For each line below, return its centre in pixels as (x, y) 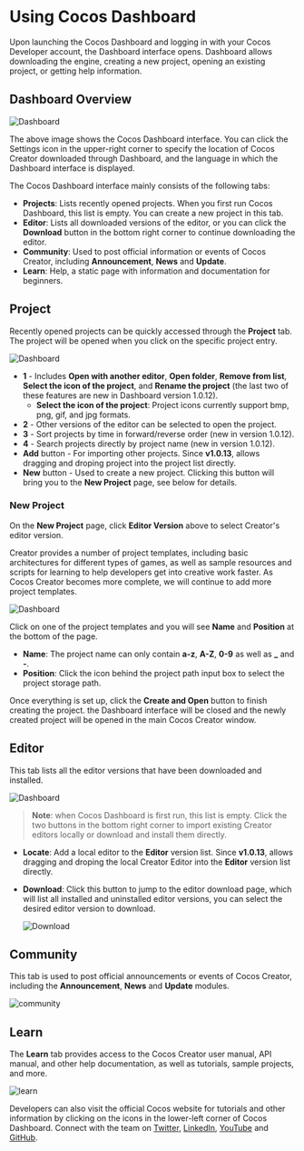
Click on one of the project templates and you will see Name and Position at (152, 626)
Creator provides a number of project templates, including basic (129, 553)
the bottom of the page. (54, 636)
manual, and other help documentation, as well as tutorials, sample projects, (152, 1064)
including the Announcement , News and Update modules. (119, 986)
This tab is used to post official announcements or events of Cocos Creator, (151, 976)
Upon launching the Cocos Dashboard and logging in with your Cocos (140, 42)
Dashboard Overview (71, 100)
